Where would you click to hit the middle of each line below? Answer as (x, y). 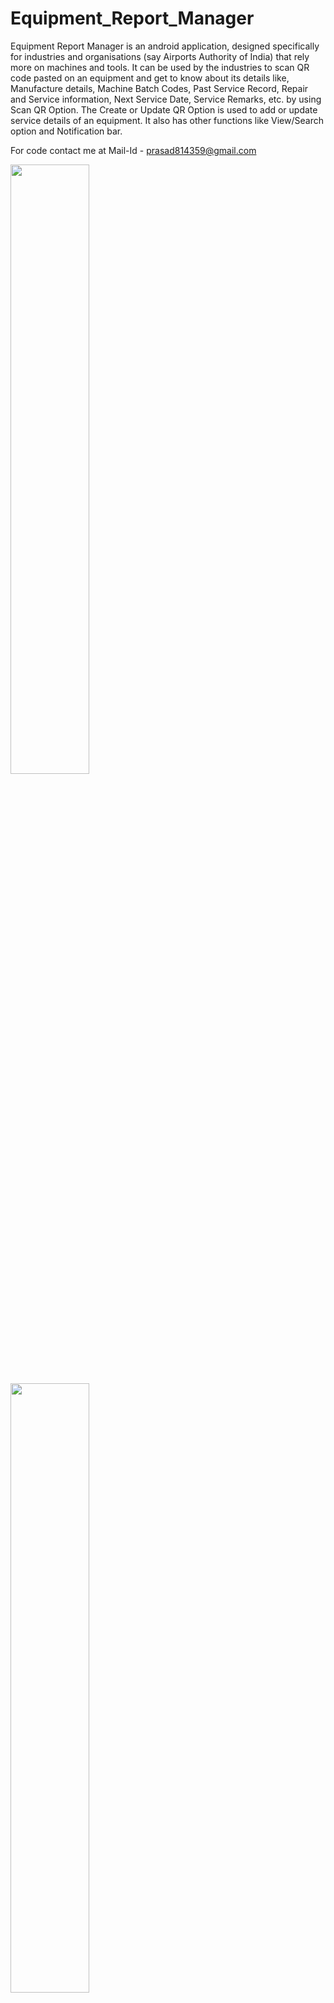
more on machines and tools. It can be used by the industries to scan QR (160, 67)
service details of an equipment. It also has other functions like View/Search (167, 120)
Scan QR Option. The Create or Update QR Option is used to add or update (164, 109)
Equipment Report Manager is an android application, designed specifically (165, 46)
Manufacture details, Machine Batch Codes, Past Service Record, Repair (159, 88)
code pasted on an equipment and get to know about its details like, (150, 78)
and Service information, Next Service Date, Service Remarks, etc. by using (166, 99)
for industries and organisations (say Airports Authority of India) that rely (160, 56)
